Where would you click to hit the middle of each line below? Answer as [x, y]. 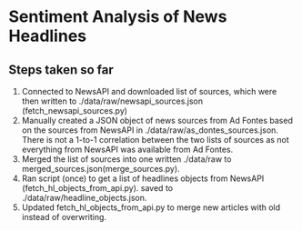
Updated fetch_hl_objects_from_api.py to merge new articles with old [151, 207]
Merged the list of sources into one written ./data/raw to [126, 159]
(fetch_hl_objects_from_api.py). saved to [97, 188]
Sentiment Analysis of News [118, 17]
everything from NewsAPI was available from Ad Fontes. [127, 149]
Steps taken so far [61, 70]
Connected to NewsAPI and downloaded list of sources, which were [149, 91]
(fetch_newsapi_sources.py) [75, 110]
